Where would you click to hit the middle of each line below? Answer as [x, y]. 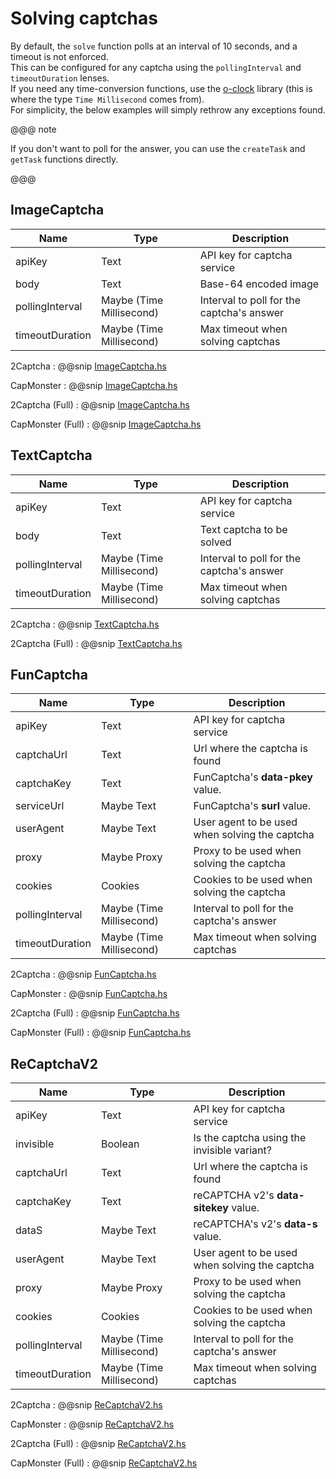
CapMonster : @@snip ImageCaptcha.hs [94, 385]
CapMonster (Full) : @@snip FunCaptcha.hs [101, 1033]
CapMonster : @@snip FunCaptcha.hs [89, 994]
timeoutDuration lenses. [60, 78]
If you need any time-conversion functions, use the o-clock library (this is [161, 88]
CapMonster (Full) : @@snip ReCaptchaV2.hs [104, 1463]
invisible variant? [232, 1150]
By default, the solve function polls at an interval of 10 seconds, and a [154, 46]
